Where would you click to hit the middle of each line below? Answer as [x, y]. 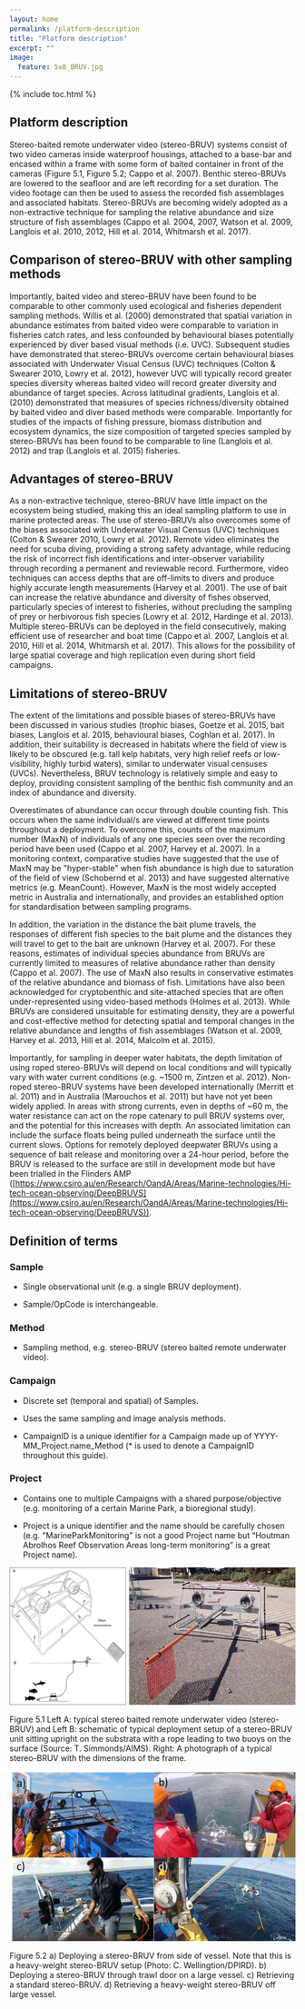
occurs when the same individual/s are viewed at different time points [140, 820]
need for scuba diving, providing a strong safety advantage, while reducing [150, 549]
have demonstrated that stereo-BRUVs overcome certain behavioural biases [152, 353]
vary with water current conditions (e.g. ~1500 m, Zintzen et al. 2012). [140, 1078]
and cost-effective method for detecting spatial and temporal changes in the [152, 1021]
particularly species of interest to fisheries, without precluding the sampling [151, 607]
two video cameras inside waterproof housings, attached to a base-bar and [151, 154]
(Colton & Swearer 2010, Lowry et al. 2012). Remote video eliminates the [144, 540]
